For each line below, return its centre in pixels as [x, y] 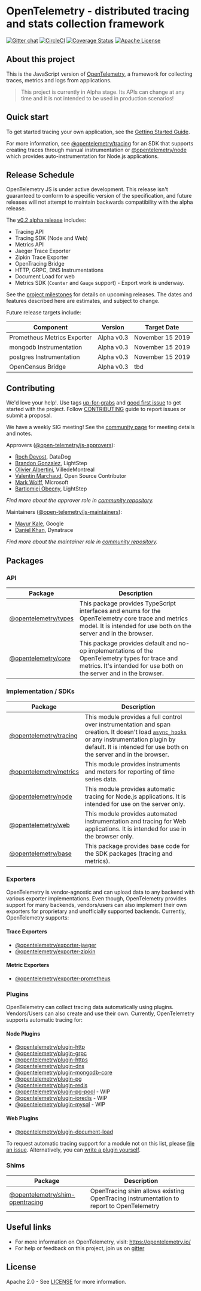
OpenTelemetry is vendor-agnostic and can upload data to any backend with [100, 892]
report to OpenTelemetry [125, 1206]
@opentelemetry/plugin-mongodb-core [63, 1073]
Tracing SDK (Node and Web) [51, 238]
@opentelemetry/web [39, 825]
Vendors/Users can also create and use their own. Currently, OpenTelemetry [100, 1013]
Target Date [162, 328]
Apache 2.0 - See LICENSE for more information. [66, 1281]
